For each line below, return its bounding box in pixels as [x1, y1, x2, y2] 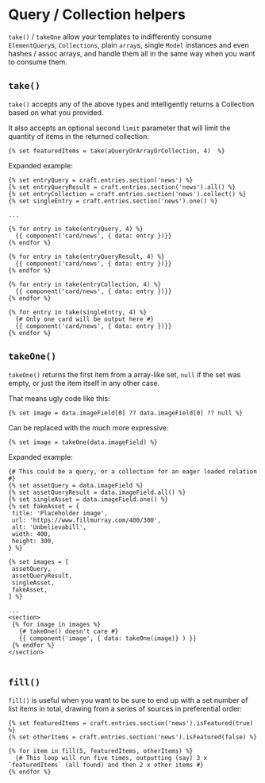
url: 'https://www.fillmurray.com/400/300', [11, 516, 161, 524]
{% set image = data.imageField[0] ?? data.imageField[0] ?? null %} [8, 409, 244, 417]
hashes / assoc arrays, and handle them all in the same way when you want [8, 48, 255, 58]
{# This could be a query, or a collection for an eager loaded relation [8, 467, 258, 476]
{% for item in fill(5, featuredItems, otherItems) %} [8, 747, 194, 755]
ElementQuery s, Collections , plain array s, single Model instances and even [8, 40, 250, 49]
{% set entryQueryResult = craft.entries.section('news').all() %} [8, 183, 236, 191]
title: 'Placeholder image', [11, 509, 109, 517]
